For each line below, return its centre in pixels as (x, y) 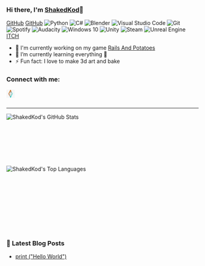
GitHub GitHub (25, 23)
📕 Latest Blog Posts (36, 243)
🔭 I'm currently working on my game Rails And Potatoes (85, 48)
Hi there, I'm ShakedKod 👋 (45, 10)
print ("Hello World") (41, 256)
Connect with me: (33, 79)
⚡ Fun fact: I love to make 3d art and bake (67, 61)
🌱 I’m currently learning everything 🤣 (61, 54)
